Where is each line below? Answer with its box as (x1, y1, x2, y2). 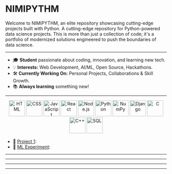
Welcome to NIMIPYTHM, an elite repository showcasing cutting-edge (5, 20, 154, 26)
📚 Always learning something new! (12, 83, 90, 90)
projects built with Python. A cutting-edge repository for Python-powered (5, 25, 160, 31)
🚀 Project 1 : (12, 138, 37, 144)
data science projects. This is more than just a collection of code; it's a (5, 31, 155, 37)
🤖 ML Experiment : (12, 144, 51, 150)
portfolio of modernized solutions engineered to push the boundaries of (5, 36, 157, 42)
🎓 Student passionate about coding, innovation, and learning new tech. (12, 57, 166, 63)
